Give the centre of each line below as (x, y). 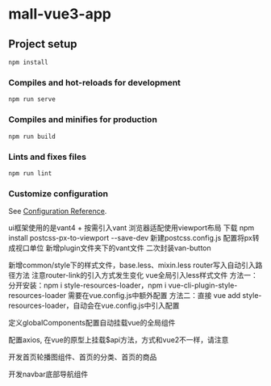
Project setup (43, 44)
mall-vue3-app (60, 14)
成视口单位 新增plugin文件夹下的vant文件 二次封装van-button (110, 248)
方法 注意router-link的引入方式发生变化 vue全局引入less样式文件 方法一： (136, 275)
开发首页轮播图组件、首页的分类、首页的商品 (83, 357)
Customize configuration (58, 193)
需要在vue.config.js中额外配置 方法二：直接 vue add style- (165, 296)
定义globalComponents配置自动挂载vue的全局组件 (92, 323)
